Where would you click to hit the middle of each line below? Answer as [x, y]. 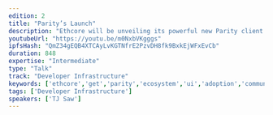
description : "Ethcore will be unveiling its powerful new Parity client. [138, 31]
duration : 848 [32, 53]
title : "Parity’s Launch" [52, 23]
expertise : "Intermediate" [54, 62]
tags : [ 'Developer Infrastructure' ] [70, 91]
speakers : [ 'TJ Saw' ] [45, 99]
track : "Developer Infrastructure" [69, 76]
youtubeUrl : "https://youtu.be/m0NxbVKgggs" [85, 38]
